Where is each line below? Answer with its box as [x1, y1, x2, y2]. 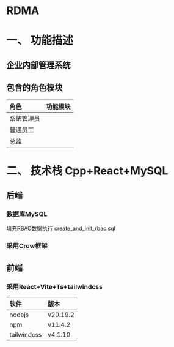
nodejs [9, 310, 29, 319]
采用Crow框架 [6, 242, 48, 250]
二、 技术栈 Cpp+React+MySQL [6, 163, 169, 177]
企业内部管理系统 [6, 59, 71, 70]
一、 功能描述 [6, 34, 73, 48]
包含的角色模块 [6, 83, 63, 93]
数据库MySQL [6, 210, 48, 218]
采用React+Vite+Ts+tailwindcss [6, 282, 103, 291]
